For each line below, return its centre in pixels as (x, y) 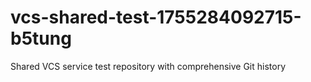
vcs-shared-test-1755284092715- (156, 17)
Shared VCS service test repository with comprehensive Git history (148, 66)
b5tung (41, 38)
